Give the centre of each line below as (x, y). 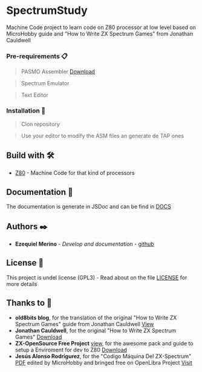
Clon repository (41, 124)
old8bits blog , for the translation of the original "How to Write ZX (96, 318)
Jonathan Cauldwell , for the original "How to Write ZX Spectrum (96, 330)
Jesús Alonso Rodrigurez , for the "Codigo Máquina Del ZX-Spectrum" (103, 356)
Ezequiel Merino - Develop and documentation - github (84, 244)
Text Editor (34, 95)
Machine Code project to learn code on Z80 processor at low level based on (101, 27)
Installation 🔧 (26, 111)
